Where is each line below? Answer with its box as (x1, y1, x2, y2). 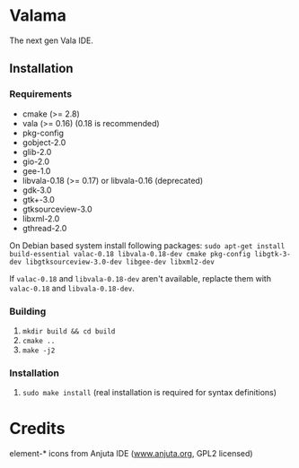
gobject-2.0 (22, 136, 66, 148)
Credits (9, 419, 66, 439)
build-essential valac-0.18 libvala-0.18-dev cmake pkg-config (9, 249, 251, 258)
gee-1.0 (22, 165, 51, 176)
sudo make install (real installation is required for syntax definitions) (22, 387, 277, 398)
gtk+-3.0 (22, 194, 56, 204)
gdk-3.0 (22, 185, 52, 195)
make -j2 (22, 346, 56, 355)
